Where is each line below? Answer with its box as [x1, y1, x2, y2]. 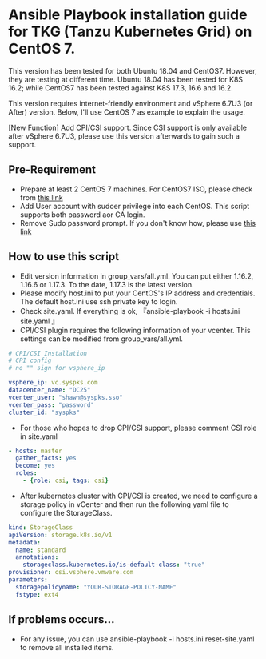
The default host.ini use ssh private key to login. [19, 296, 178, 306]
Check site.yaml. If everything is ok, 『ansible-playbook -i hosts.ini [19, 306, 240, 315]
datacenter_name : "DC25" [8, 386, 91, 394]
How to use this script [8, 250, 120, 263]
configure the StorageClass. [19, 508, 113, 517]
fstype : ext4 [15, 590, 59, 598]
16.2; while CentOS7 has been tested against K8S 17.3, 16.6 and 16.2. [8, 82, 233, 93]
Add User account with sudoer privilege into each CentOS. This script [19, 201, 250, 211]
